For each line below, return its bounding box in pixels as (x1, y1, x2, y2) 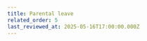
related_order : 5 (7, 17, 58, 24)
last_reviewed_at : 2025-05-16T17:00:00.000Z (7, 23, 140, 30)
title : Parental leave (7, 10, 74, 17)
